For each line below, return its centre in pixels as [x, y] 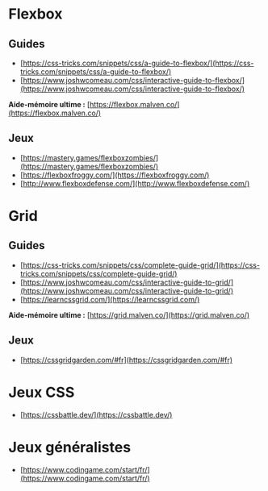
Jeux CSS [42, 392]
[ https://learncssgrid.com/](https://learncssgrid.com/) [110, 299]
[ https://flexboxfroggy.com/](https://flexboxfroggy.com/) [115, 175]
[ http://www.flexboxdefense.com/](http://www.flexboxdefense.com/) [135, 183]
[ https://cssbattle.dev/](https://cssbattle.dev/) [96, 414]
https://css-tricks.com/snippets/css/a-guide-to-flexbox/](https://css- [138, 63]
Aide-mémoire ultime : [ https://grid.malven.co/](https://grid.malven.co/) [129, 314]
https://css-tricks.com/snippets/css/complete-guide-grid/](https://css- [142, 265]
